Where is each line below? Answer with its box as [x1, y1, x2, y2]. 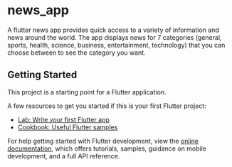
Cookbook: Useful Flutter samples [17, 123, 118, 131]
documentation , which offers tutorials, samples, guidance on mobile [7, 144, 206, 153]
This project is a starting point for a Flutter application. [7, 87, 167, 96]
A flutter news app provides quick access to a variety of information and [7, 26, 219, 34]
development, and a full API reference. [7, 151, 120, 160]
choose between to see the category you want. [7, 48, 146, 57]
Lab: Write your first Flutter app [17, 115, 110, 124]
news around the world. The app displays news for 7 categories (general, [7, 33, 222, 41]
